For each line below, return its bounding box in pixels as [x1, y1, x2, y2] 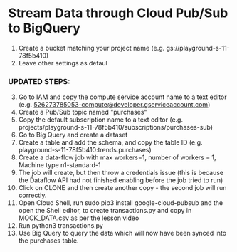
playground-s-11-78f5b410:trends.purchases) [18, 146, 152, 154]
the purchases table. [18, 236, 79, 245]
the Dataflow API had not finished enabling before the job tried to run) [18, 176, 223, 184]
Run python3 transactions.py [18, 221, 104, 230]
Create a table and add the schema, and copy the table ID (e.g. [18, 138, 203, 147]
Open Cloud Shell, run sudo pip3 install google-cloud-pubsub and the [18, 199, 223, 207]
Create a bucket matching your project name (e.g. [18, 43, 165, 52]
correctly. [18, 191, 47, 200]
